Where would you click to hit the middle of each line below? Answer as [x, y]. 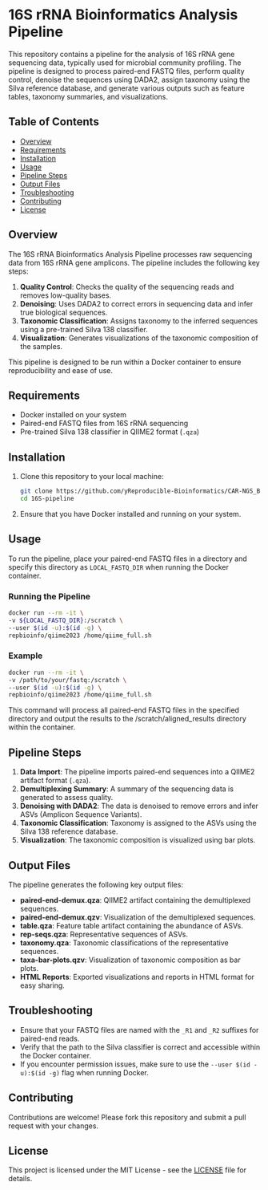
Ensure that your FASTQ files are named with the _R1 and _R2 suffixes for [139, 1030]
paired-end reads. [50, 1038]
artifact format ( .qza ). [55, 781]
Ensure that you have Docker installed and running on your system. [130, 514]
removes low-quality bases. [66, 295]
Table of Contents [54, 122]
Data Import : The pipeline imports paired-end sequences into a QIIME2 [137, 772]
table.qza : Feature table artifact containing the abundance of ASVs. [132, 925]
